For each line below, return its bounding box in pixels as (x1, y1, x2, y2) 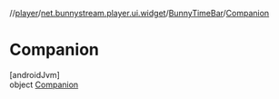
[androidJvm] (9, 69, 61, 80)
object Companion (9, 79, 79, 90)
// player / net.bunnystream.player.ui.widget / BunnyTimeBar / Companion (9, 8, 270, 18)
